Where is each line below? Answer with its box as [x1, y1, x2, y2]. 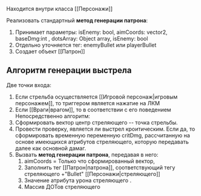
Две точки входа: [6, 81, 52, 88]
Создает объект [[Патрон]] [15, 48, 85, 55]
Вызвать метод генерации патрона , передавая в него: [15, 151, 159, 158]
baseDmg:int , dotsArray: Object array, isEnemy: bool [15, 35, 148, 42]
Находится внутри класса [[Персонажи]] [6, 5, 113, 12]
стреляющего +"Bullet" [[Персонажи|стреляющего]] [24, 170, 161, 177]
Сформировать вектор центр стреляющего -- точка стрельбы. [15, 119, 178, 126]
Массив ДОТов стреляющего [24, 183, 101, 190]
